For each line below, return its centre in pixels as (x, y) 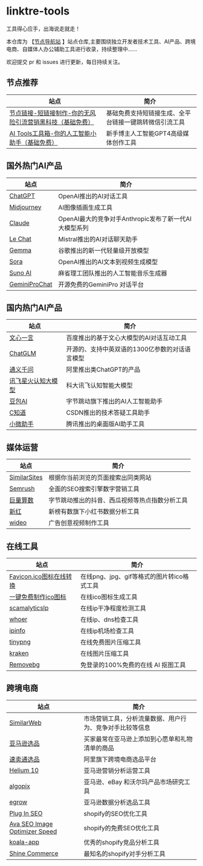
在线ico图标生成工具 (109, 597)
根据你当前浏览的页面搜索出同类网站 (100, 477)
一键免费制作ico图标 (38, 597)
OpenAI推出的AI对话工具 (93, 196)
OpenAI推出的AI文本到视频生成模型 (108, 262)
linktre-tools (38, 11)
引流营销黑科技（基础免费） (55, 122)
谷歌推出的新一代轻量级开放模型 (104, 250)
